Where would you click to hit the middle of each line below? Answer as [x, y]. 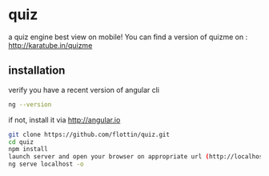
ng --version [30, 104]
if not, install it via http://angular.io [64, 120]
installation [37, 71]
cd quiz [21, 142]
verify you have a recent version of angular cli [84, 90]
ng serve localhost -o [46, 164]
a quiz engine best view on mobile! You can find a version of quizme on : [128, 37]
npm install [28, 150]
